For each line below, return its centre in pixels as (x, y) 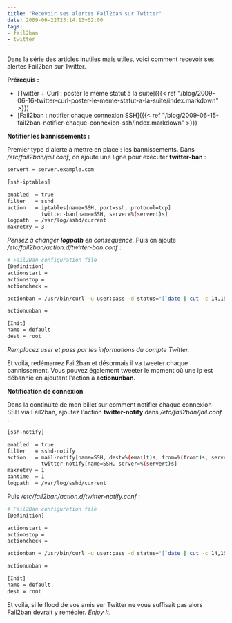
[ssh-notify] (26, 432)
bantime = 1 (26, 477)
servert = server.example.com (51, 170)
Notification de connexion (45, 391)
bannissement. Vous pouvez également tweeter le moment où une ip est (110, 370)
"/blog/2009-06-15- (191, 116)
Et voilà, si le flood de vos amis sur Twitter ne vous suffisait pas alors (105, 604)
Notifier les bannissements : (49, 137)
